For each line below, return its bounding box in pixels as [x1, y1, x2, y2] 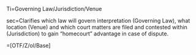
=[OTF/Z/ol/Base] [6, 42, 51, 49]
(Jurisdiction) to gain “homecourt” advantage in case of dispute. [6, 30, 169, 37]
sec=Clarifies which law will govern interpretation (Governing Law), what [6, 17, 190, 24]
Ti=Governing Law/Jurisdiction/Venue [6, 5, 102, 12]
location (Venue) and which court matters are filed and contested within [6, 24, 188, 31]
